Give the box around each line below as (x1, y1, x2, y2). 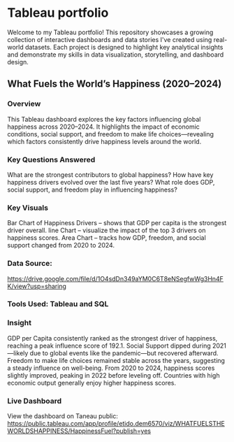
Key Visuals (7, 203, 49, 213)
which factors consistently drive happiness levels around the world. (7, 137, 202, 145)
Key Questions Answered (7, 155, 96, 164)
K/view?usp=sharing (7, 282, 66, 290)
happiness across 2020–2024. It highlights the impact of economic (7, 122, 200, 131)
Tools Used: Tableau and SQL (7, 299, 109, 309)
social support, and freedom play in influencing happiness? (7, 185, 178, 194)
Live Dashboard (7, 396, 62, 406)
